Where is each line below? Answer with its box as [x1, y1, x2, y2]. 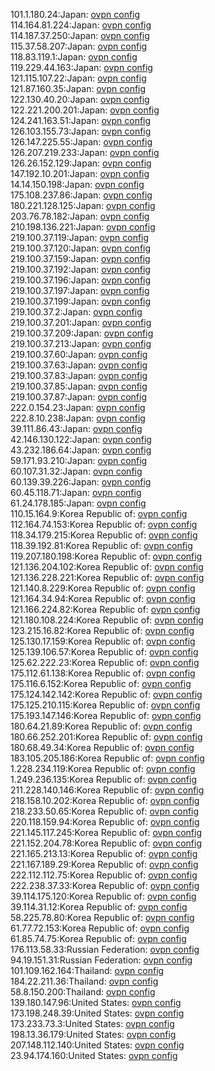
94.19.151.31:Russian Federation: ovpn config [10, 954, 193, 966]
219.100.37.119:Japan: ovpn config [10, 232, 150, 243]
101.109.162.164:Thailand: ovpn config [10, 965, 165, 976]
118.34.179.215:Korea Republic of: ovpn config [10, 529, 198, 541]
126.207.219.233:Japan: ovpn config [10, 147, 160, 158]
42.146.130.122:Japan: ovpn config [10, 434, 152, 445]
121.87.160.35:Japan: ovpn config [10, 83, 147, 94]
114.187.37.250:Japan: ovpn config [10, 30, 150, 41]
